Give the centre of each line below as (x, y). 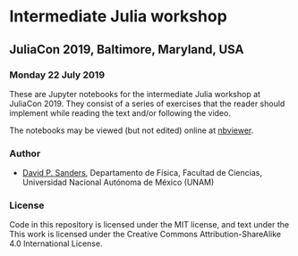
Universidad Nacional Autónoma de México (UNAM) (118, 182)
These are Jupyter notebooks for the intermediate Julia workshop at (135, 94)
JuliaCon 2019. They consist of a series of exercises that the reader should (147, 103)
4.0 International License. (56, 244)
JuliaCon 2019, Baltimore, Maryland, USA (127, 50)
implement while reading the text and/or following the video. (120, 112)
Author (25, 153)
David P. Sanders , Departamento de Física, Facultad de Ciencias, (142, 173)
